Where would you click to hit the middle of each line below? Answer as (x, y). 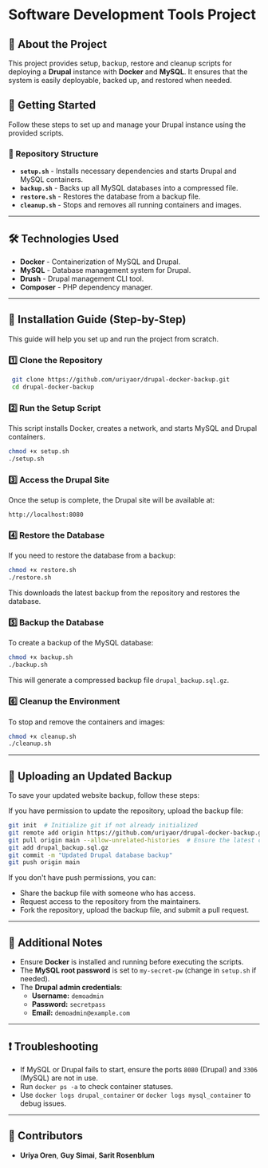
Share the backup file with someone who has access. (108, 893)
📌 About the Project (58, 44)
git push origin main (44, 862)
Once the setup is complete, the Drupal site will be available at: (112, 500)
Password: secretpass (69, 1004)
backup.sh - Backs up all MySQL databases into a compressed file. (129, 188)
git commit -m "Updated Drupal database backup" (91, 855)
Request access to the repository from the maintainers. (110, 902)
